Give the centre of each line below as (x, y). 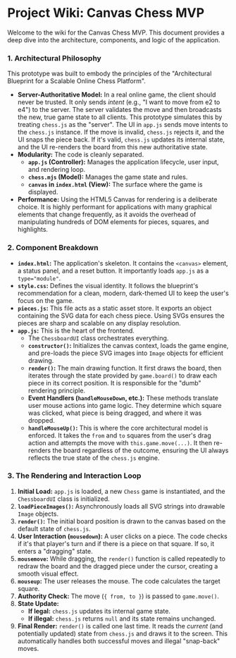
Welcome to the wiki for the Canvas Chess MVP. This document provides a (116, 32)
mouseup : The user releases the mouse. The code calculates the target (119, 581)
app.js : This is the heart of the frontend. (76, 330)
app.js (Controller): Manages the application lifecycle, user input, (124, 162)
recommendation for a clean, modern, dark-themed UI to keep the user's (123, 293)
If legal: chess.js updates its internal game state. (99, 611)
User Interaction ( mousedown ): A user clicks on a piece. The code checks (122, 536)
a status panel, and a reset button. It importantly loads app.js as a (113, 271)
